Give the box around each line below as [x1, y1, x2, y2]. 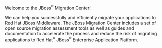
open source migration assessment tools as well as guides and [5, 25, 134, 31]
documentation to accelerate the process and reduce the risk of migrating [5, 30, 157, 36]
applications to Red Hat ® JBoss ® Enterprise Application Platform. [5, 36, 138, 43]
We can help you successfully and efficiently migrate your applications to [5, 14, 156, 20]
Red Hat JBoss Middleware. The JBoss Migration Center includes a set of [5, 20, 156, 26]
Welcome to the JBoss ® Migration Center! [5, 4, 91, 11]
